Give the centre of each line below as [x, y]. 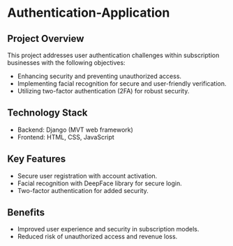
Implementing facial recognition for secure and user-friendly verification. [122, 84]
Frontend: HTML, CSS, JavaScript [66, 137]
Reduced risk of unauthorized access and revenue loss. [97, 237]
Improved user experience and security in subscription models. [108, 229]
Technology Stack [47, 113]
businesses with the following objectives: [66, 63]
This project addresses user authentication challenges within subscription [113, 55]
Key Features [37, 159]
